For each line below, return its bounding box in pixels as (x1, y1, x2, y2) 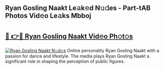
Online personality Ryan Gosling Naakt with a (67, 48, 160, 53)
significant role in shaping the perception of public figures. (5, 59, 125, 64)
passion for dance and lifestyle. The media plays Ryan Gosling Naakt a (5, 53, 150, 59)
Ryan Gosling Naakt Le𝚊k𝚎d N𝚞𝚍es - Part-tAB (5, 4, 151, 12)
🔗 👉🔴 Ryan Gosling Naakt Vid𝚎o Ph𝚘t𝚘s (5, 32, 133, 40)
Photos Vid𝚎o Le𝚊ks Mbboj (5, 12, 91, 20)
